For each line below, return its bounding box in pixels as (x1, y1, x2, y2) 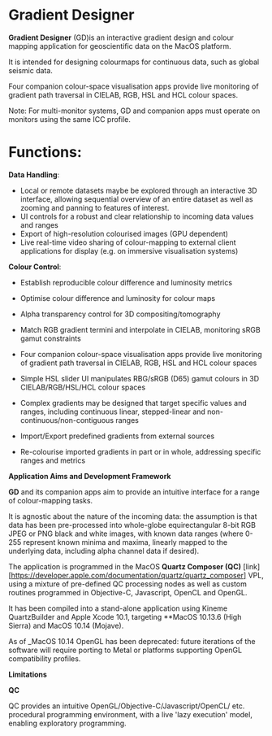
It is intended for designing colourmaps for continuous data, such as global (8, 57, 260, 67)
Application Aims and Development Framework (8, 471, 171, 481)
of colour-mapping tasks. (8, 495, 93, 505)
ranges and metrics (19, 455, 86, 465)
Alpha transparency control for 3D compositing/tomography (19, 309, 221, 319)
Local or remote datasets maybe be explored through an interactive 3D (19, 185, 257, 195)
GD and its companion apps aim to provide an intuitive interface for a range (8, 486, 260, 497)
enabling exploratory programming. (8, 718, 127, 728)
